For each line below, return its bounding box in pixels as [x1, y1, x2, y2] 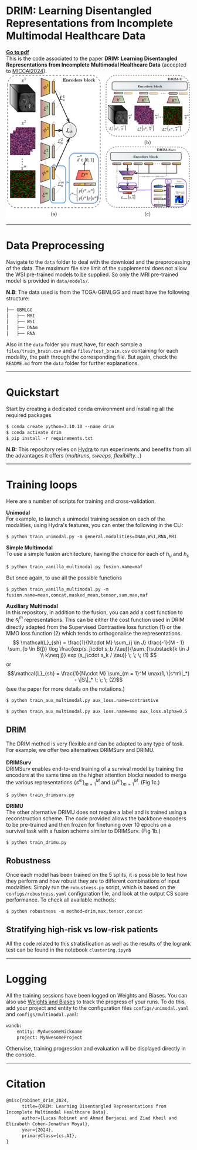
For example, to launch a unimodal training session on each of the [6, 515, 165, 522]
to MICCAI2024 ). [6, 67, 47, 74]
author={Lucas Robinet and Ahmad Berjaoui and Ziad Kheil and [21, 1115, 177, 1121]
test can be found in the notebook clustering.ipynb [6, 946, 131, 953]
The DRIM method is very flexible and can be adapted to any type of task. [6, 740, 184, 747]
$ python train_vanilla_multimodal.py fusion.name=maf [6, 564, 143, 569]
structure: [6, 295, 30, 302]
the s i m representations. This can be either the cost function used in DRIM [6, 615, 185, 625]
